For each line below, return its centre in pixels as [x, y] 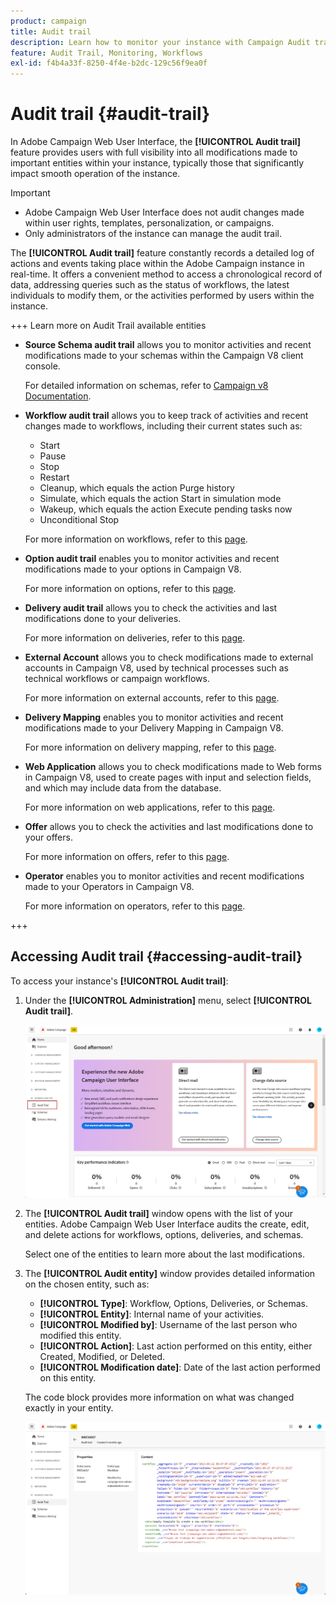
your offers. [48, 837]
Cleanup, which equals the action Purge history [137, 488]
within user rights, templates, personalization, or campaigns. [149, 223]
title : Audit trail [51, 31]
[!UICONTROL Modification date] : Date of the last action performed [180, 1367]
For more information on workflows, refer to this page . [136, 539]
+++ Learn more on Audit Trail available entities [108, 326]
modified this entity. [80, 1336]
